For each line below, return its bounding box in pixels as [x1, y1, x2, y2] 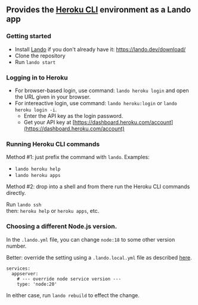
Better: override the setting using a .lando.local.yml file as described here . [6, 254, 192, 261]
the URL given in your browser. [14, 93, 91, 100]
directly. [6, 190, 26, 197]
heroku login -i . [14, 106, 57, 113]
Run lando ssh [6, 201, 42, 208]
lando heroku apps [14, 173, 61, 179]
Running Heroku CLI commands [6, 140, 100, 148]
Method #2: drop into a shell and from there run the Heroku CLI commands [6, 183, 190, 190]
